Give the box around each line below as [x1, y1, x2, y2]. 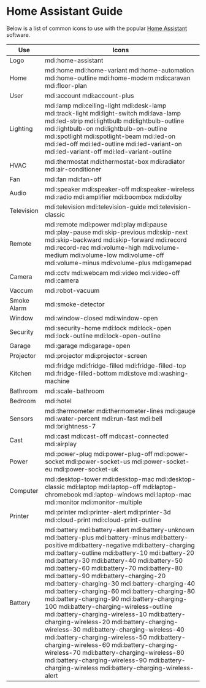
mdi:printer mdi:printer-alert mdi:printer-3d [45, 508, 171, 516]
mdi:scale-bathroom [45, 387, 105, 395]
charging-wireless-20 [45, 617, 110, 626]
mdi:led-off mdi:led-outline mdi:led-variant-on [45, 139, 182, 148]
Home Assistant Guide [6, 4, 123, 18]
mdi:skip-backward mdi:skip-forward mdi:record [45, 235, 187, 244]
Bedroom [9, 396, 36, 405]
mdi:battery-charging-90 [45, 594, 120, 603]
